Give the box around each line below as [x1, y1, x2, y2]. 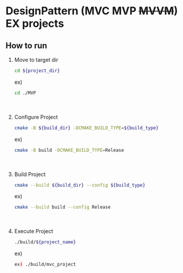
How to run [5, 40, 48, 51]
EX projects [5, 17, 64, 30]
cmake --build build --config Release [14, 204, 111, 211]
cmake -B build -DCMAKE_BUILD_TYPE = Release [14, 147, 125, 153]
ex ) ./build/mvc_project [14, 262, 76, 268]
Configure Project [14, 113, 58, 120]
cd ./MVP [14, 90, 36, 96]
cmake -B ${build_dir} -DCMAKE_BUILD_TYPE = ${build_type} [14, 125, 159, 131]
